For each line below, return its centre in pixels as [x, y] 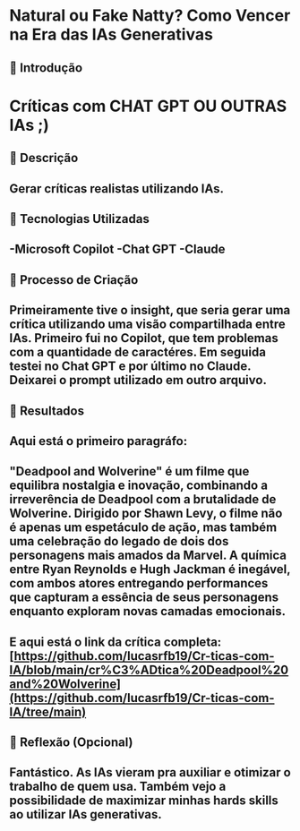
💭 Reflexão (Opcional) [71, 743]
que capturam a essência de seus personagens [144, 598]
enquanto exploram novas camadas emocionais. [148, 611]
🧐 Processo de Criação [74, 280]
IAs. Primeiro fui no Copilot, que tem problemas [144, 338]
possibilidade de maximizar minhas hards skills [144, 801]
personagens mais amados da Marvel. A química [148, 556]
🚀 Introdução [46, 68]
